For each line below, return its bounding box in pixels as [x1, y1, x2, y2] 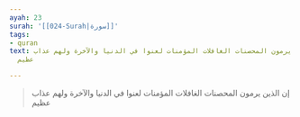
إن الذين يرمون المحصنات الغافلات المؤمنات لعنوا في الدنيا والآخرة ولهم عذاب [31, 87, 290, 98]
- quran [9, 38, 39, 48]
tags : [9, 30, 30, 39]
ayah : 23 [9, 13, 42, 22]
